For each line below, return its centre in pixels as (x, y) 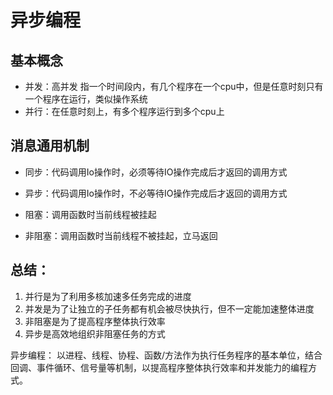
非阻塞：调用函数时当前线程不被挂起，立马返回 (121, 235)
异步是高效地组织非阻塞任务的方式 (95, 333)
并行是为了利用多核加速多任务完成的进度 (108, 296)
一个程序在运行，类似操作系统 (86, 99)
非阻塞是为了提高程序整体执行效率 (95, 321)
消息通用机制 (50, 146)
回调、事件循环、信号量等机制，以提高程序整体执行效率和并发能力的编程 (159, 367)
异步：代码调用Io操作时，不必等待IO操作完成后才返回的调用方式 (156, 193)
